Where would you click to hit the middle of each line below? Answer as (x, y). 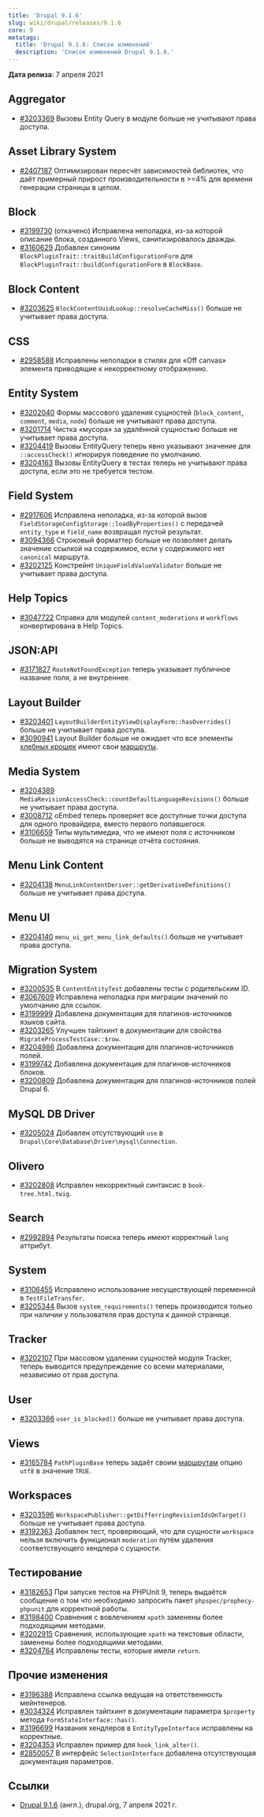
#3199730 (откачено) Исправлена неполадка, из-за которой (121, 231)
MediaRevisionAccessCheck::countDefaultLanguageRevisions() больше (134, 799)
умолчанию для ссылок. (61, 1005)
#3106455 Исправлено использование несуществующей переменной (138, 1289)
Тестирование (45, 1573)
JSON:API (33, 650)
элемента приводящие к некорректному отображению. (114, 369)
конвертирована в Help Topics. (72, 626)
